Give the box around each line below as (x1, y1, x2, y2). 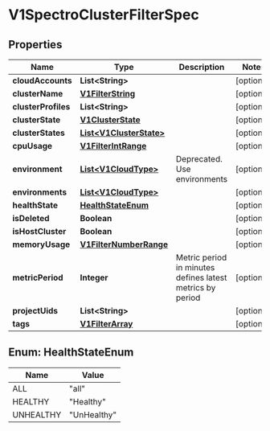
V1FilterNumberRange (80, 239, 169, 250)
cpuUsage (12, 141, 53, 151)
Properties (8, 38, 63, 51)
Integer (80, 272, 108, 283)
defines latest (175, 272, 227, 283)
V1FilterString (80, 88, 136, 99)
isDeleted (12, 213, 50, 224)
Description (178, 62, 225, 72)
